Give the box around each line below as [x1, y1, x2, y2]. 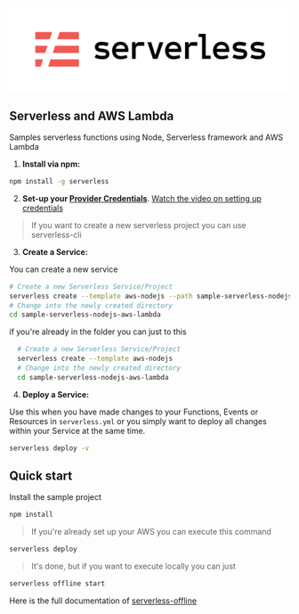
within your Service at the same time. [9, 425, 146, 436]
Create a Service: [21, 246, 89, 257]
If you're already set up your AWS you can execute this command [30, 527, 271, 537]
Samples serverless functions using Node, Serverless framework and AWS [9, 132, 283, 143]
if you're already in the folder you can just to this [9, 326, 187, 337]
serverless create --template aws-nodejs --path [9, 291, 193, 300]
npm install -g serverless [9, 176, 109, 185]
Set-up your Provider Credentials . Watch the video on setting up [21, 192, 263, 203]
